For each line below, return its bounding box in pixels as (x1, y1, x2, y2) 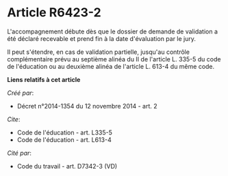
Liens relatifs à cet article (7, 75, 81, 83)
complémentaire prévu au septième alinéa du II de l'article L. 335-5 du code (7, 55, 221, 63)
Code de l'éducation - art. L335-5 (16, 128, 113, 136)
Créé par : (7, 89, 34, 97)
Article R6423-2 (7, 5, 101, 20)
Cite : (7, 115, 21, 123)
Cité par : (7, 149, 32, 157)
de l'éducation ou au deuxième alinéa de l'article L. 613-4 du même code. (7, 62, 215, 70)
